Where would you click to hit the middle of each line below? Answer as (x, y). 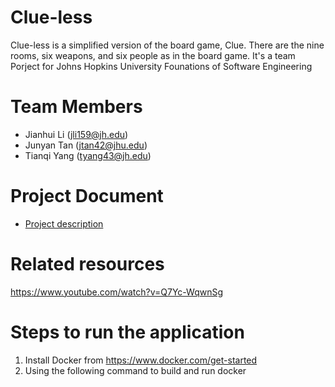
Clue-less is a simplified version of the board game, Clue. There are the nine (167, 45)
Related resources (87, 264)
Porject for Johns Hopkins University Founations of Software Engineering (161, 66)
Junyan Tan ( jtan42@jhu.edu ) (86, 145)
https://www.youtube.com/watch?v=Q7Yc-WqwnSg (116, 292)
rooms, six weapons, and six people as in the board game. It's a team (153, 55)
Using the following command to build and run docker (135, 370)
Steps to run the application (127, 332)
